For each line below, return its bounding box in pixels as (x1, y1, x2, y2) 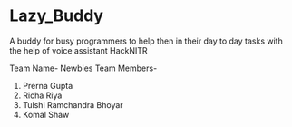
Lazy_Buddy (9, 5, 104, 26)
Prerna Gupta (22, 80, 73, 91)
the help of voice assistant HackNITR (9, 44, 148, 55)
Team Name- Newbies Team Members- (9, 63, 158, 73)
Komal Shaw (22, 109, 70, 120)
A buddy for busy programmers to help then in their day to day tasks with (9, 35, 283, 46)
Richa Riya (22, 90, 63, 101)
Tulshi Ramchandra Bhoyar (22, 99, 124, 110)
